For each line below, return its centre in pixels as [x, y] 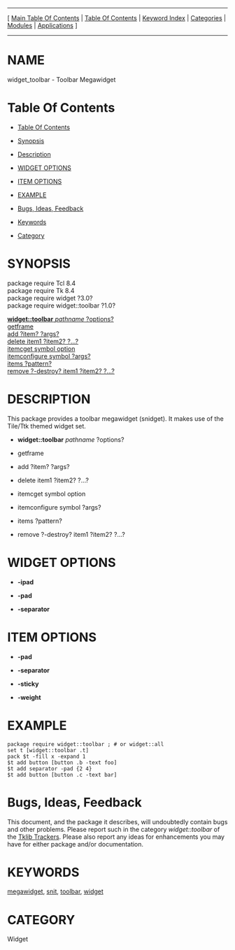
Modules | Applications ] [43, 26]
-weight [29, 697]
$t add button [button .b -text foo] [62, 763]
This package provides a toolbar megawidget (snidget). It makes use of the [115, 418]
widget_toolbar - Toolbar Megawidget [62, 79]
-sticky [28, 684]
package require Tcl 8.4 [42, 283]
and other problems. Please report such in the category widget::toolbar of [114, 829]
